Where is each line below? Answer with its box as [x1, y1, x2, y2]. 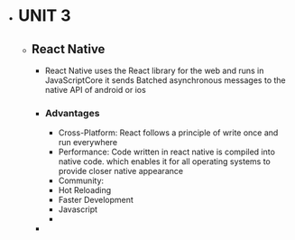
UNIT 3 [17, 5, 71, 26]
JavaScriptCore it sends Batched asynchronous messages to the [44, 75, 286, 86]
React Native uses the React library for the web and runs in [44, 65, 264, 76]
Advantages [44, 106, 100, 119]
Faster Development [58, 195, 134, 206]
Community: [58, 175, 105, 186]
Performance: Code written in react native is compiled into [58, 146, 275, 158]
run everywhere [58, 137, 118, 148]
